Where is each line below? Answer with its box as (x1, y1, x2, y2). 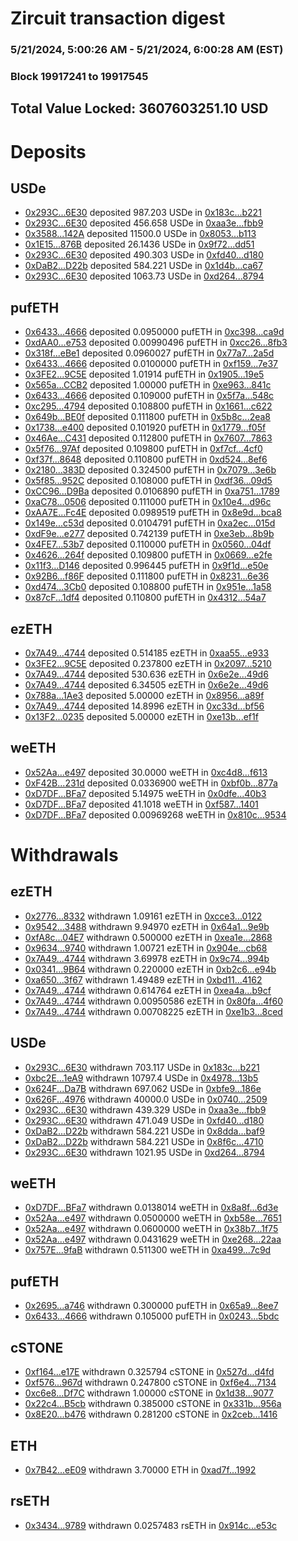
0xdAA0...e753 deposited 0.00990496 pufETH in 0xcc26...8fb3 (24, 337, 288, 349)
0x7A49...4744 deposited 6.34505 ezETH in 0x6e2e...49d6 (24, 679, 269, 691)
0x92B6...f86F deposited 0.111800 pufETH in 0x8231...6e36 (24, 570, 270, 582)
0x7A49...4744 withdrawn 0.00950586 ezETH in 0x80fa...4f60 (24, 995, 284, 1007)
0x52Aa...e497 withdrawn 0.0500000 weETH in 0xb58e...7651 (24, 1212, 282, 1224)
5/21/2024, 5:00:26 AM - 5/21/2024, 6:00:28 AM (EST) (10, 43, 284, 57)
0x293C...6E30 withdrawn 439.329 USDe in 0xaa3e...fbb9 (24, 1103, 267, 1116)
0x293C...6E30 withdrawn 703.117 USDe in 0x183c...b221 (24, 1061, 260, 1073)
